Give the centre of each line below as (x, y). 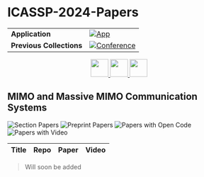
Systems (27, 108)
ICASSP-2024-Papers (73, 12)
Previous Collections (47, 45)
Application (31, 34)
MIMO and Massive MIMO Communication (103, 97)
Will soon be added (53, 166)
